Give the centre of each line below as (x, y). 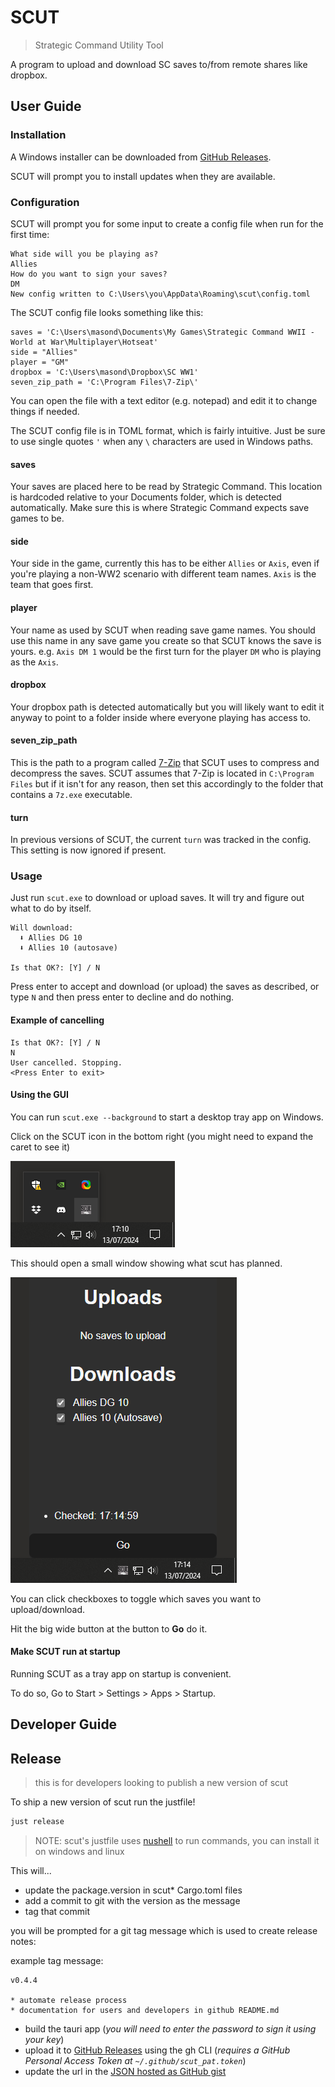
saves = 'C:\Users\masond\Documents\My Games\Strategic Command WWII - (162, 332)
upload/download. (48, 1609)
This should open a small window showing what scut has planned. (146, 1263)
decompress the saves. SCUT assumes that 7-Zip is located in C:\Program (162, 773)
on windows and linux (79, 1852)
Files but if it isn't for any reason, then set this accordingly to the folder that (167, 783)
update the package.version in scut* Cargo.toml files (133, 1890)
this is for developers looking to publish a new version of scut (161, 1783)
